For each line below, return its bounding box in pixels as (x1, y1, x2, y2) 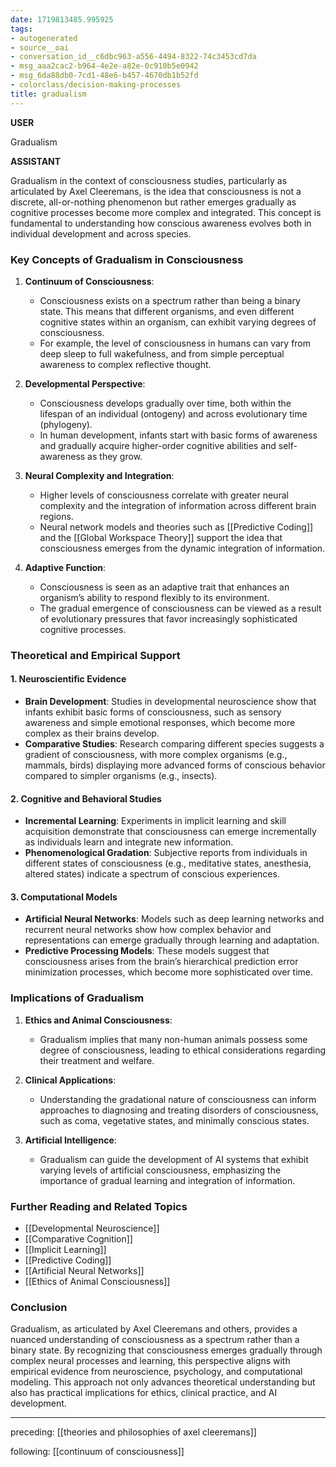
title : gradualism (10, 89, 87, 99)
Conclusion (10, 1300, 68, 1314)
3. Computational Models (10, 891, 118, 903)
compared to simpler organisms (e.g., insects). (24, 770, 218, 782)
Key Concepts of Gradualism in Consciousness (10, 252, 244, 266)
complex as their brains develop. (24, 727, 160, 740)
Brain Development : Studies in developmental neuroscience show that (24, 696, 317, 708)
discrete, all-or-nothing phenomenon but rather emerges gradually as (10, 196, 297, 208)
